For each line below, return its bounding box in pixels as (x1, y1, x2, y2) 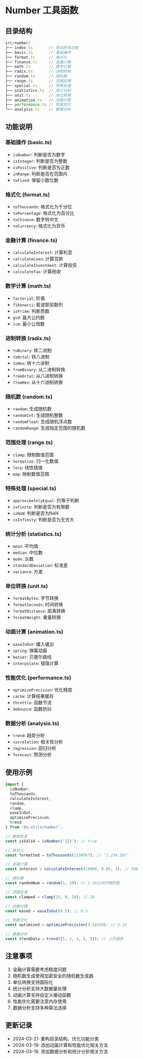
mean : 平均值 (12, 543, 38, 549)
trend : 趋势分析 (12, 733, 45, 739)
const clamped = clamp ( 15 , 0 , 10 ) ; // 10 (5, 895, 95, 900)
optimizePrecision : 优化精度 (12, 687, 73, 693)
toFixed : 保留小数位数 (12, 177, 59, 183)
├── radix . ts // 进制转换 (5, 69, 71, 74)
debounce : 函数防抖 (12, 706, 52, 712)
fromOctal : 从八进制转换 (12, 373, 63, 379)
